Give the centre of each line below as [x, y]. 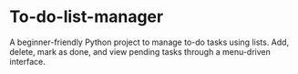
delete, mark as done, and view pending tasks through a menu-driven [140, 51]
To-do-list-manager [87, 17]
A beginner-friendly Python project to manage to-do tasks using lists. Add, [149, 42]
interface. [27, 61]
